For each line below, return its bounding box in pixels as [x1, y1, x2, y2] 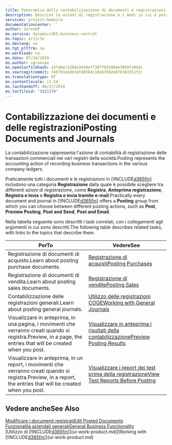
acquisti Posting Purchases [88, 260, 153, 267]
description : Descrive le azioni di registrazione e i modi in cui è [5, 12, 157, 17]
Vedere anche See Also [5, 404, 80, 413]
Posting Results [88, 340, 126, 347]
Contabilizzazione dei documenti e [5, 111, 156, 122]
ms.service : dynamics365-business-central [5, 31, 97, 36]
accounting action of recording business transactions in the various [5, 160, 147, 167]
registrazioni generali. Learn [8, 299, 74, 306]
